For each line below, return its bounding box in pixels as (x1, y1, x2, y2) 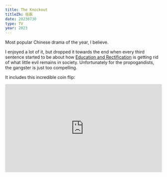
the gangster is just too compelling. (5, 65, 78, 71)
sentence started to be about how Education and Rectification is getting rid (5, 54, 159, 60)
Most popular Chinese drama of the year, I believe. (5, 39, 109, 45)
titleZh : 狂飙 (5, 12, 33, 17)
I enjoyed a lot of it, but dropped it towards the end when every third (5, 49, 145, 55)
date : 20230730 (5, 16, 37, 21)
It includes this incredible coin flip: (5, 74, 76, 80)
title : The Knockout (5, 7, 48, 12)
